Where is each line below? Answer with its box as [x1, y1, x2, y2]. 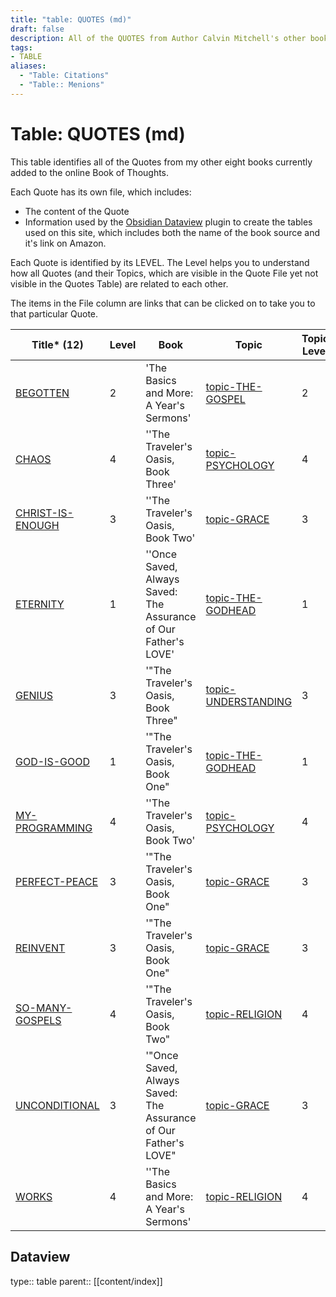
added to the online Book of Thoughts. [10, 166, 170, 178]
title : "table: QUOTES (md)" [10, 14, 132, 25]
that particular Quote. [10, 307, 99, 320]
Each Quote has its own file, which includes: [10, 186, 192, 198]
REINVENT [15, 941, 66, 955]
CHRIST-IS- [15, 506, 74, 520]
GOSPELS [15, 1013, 62, 1027]
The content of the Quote [24, 205, 130, 217]
